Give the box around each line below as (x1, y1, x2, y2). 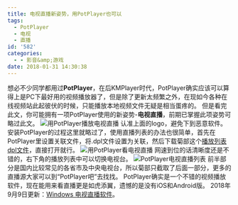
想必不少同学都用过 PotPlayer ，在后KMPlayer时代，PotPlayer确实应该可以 (7, 83, 224, 92)
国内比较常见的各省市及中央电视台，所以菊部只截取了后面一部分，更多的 (19, 163, 232, 172)
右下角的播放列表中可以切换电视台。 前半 (26, 154, 220, 163)
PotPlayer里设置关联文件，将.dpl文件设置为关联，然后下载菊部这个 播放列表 (7, 136, 227, 145)
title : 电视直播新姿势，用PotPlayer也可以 (7, 10, 122, 18)
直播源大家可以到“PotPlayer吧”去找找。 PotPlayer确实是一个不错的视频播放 (7, 172, 226, 181)
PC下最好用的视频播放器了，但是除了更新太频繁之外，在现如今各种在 (26, 92, 228, 101)
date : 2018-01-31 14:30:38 (7, 63, 87, 70)
